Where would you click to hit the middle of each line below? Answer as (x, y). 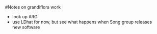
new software (26, 27)
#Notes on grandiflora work (33, 7)
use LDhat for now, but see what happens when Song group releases (82, 22)
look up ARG (25, 17)
